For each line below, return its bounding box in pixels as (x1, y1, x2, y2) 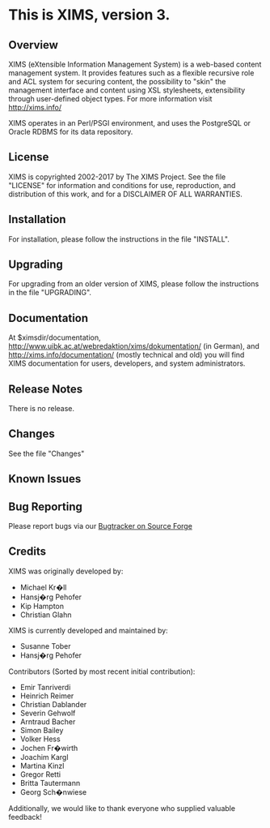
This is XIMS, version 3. (8, 6, 171, 24)
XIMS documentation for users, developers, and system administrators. (8, 358, 246, 368)
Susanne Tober (19, 641, 71, 650)
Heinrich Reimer (19, 691, 74, 701)
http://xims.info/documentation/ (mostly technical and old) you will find (8, 350, 245, 360)
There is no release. (8, 404, 75, 414)
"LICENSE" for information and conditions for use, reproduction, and (8, 180, 236, 190)
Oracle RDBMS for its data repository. (8, 127, 133, 136)
